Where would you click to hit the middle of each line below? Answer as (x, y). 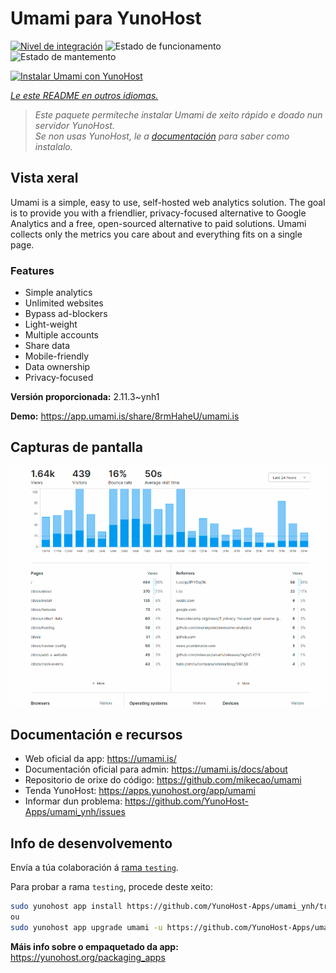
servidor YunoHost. (74, 125)
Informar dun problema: (73, 801)
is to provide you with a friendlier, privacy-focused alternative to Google (158, 213)
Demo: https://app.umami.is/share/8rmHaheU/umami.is (125, 416)
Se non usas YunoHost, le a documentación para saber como (162, 136)
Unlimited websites (64, 303)
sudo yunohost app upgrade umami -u (86, 927)
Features (32, 270)
